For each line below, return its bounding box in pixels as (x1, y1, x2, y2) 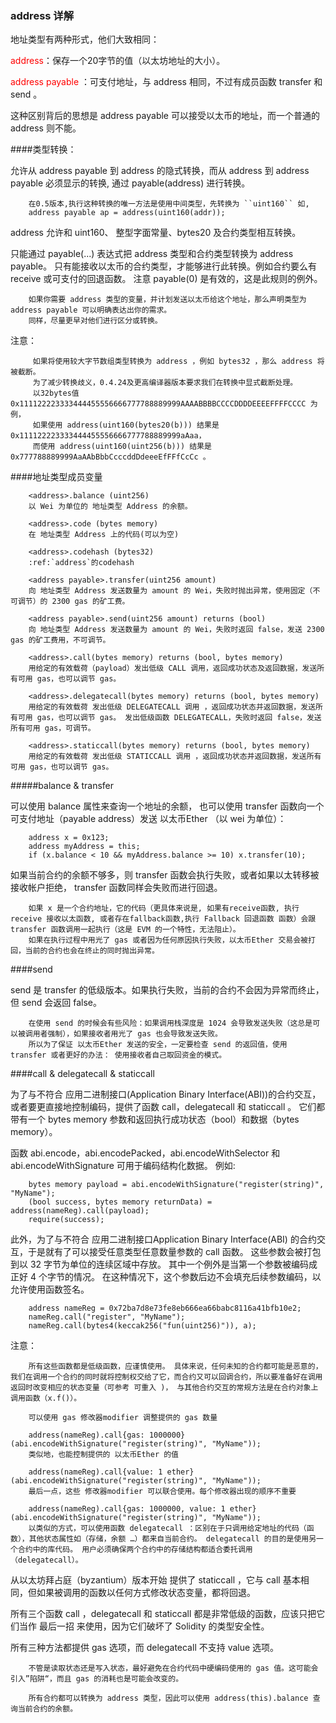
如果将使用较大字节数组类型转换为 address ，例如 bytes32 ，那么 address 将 (32, 357, 325, 367)
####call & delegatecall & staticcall (10, 1068, 155, 1080)
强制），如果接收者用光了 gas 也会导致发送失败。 (47, 1029, 223, 1039)
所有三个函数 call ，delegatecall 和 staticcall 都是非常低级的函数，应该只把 (10, 1608, 317, 1620)
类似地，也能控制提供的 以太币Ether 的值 (28, 1450, 180, 1460)
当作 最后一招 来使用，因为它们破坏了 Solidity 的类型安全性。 (18, 1620, 270, 1632)
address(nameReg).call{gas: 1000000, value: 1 (28, 1504, 226, 1514)
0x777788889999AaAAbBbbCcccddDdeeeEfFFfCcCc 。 (10, 452, 211, 462)
